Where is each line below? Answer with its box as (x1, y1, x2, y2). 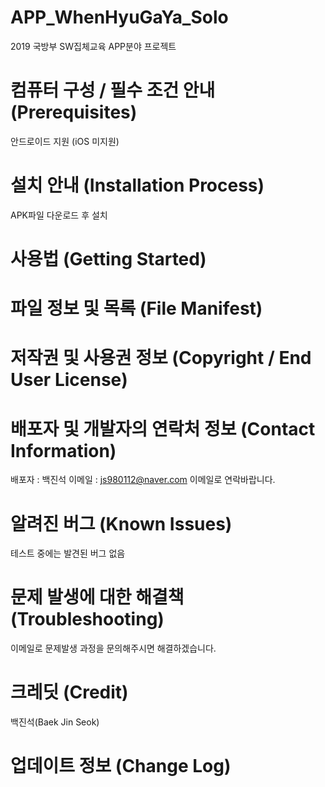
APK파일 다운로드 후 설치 (10, 209, 108, 221)
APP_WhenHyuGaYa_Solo (10, 6, 229, 29)
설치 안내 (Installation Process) (10, 174, 265, 197)
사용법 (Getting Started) (10, 248, 207, 270)
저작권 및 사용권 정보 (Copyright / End (10, 347, 312, 370)
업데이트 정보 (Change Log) (10, 755, 232, 778)
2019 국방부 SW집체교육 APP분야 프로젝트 (10, 40, 177, 52)
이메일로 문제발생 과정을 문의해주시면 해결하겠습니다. (10, 642, 217, 655)
